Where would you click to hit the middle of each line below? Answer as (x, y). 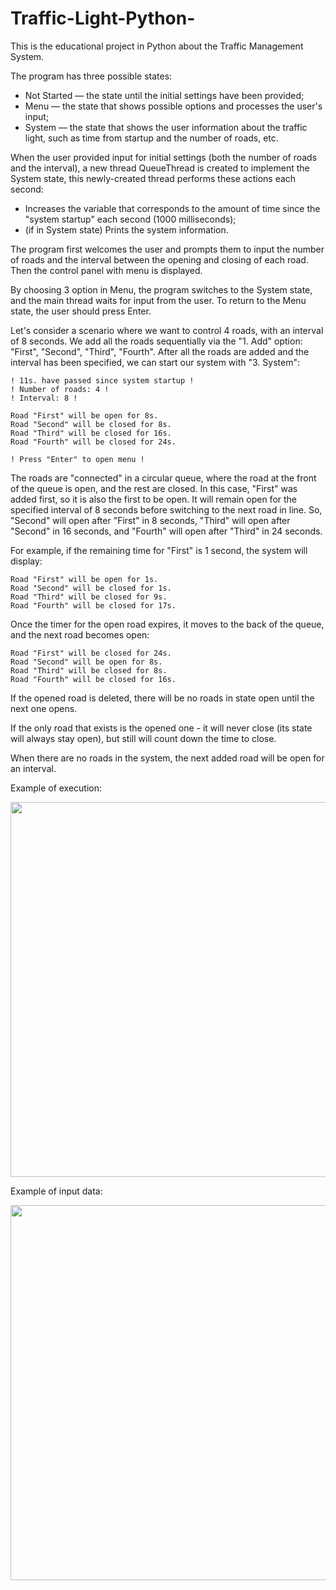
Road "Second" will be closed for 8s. (91, 424)
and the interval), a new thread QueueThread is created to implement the (160, 168)
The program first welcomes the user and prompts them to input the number (167, 249)
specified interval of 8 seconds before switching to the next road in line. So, (166, 509)
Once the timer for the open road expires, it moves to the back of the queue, (167, 624)
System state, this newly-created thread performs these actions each (153, 178)
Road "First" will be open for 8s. (84, 415)
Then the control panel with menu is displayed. (106, 270)
